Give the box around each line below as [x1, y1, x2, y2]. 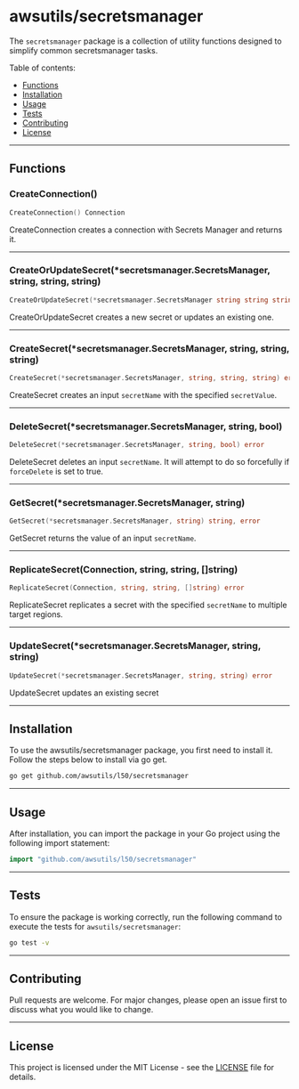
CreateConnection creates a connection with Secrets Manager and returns [9, 224, 283, 235]
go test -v [9, 938, 50, 947]
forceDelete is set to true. [9, 466, 104, 477]
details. [9, 1071, 36, 1083]
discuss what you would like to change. [9, 1004, 154, 1015]
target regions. [9, 609, 64, 620]
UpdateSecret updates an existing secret [9, 687, 159, 698]
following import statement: [9, 838, 110, 849]
